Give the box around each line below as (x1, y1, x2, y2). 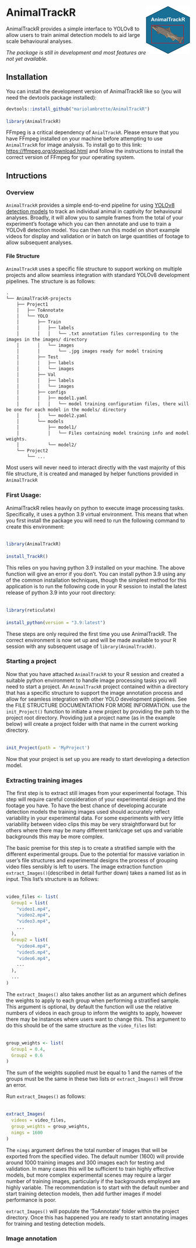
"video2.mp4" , (16, 912, 51, 918)
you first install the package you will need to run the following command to (6, 517, 185, 524)
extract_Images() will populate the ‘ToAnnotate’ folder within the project (6, 1208, 179, 1215)
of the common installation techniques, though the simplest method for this (6, 577, 187, 584)
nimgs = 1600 (11, 1130, 43, 1136)
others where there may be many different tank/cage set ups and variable (6, 827, 183, 834)
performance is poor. (6, 1196, 57, 1203)
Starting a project (6, 657, 57, 666)
